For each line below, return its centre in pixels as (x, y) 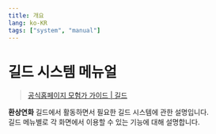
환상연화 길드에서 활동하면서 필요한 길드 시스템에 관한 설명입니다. (109, 113)
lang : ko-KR (28, 23)
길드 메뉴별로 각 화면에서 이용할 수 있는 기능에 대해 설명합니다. (104, 122)
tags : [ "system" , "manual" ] (55, 30)
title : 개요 (27, 15)
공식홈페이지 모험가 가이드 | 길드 (78, 95)
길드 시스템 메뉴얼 (63, 72)
